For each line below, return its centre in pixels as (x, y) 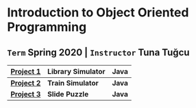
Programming (47, 27)
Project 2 (26, 83)
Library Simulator (76, 71)
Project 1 (26, 71)
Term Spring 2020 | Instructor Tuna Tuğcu (98, 52)
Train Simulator (73, 83)
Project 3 (26, 94)
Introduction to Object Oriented (98, 13)
